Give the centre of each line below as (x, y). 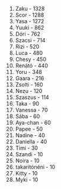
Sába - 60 (28, 116)
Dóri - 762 (28, 34)
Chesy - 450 (31, 59)
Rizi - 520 (27, 47)
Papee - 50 (29, 129)
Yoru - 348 (28, 72)
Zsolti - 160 (29, 85)
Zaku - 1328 (30, 9)
